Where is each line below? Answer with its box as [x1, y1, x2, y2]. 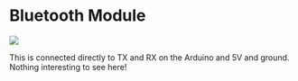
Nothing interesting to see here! [9, 61, 127, 72]
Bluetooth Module [9, 5, 146, 26]
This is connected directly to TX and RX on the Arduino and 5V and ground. [9, 51, 290, 63]
